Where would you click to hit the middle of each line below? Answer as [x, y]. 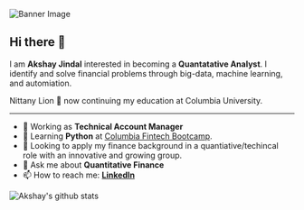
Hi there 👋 [38, 42]
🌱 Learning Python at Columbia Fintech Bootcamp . [117, 136]
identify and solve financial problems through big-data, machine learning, [146, 73]
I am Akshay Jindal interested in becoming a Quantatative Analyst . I [138, 64]
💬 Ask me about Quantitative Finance [93, 164]
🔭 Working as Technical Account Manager [103, 126]
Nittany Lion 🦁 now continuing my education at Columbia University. [136, 100]
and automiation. [41, 83]
